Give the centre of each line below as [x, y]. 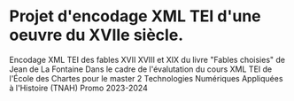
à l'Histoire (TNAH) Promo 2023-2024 [78, 88]
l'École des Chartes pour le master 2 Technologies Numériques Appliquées [146, 78]
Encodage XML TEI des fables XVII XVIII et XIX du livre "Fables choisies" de [147, 59]
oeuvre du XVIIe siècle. [97, 35]
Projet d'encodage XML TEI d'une [135, 16]
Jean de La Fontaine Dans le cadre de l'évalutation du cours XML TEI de [141, 69]
